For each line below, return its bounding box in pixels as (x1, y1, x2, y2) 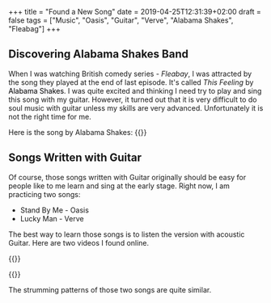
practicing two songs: (8, 189, 81, 199)
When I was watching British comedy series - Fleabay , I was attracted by (8, 69, 252, 78)
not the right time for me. (8, 112, 91, 121)
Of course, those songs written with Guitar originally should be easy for (8, 172, 247, 182)
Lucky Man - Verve (19, 213, 84, 223)
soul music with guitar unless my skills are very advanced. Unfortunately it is (8, 103, 264, 112)
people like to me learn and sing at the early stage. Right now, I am (8, 181, 231, 191)
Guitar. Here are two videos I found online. (8, 238, 150, 247)
